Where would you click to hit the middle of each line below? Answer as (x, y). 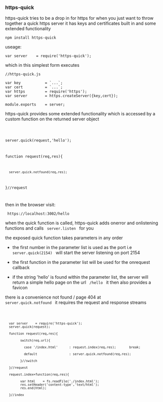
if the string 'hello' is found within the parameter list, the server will (80, 277)
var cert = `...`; (34, 87)
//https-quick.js (23, 74)
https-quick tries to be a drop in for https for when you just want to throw (80, 18)
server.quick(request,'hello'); (38, 141)
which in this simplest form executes (42, 65)
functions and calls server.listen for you (49, 228)
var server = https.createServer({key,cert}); (62, 96)
